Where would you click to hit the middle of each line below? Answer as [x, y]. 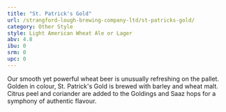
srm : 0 [17, 53]
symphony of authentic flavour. [52, 101]
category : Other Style [40, 26]
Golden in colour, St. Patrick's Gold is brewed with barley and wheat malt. [113, 86]
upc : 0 [17, 59]
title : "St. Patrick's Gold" [50, 14]
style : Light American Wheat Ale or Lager [70, 33]
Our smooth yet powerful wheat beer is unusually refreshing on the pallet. [113, 79]
